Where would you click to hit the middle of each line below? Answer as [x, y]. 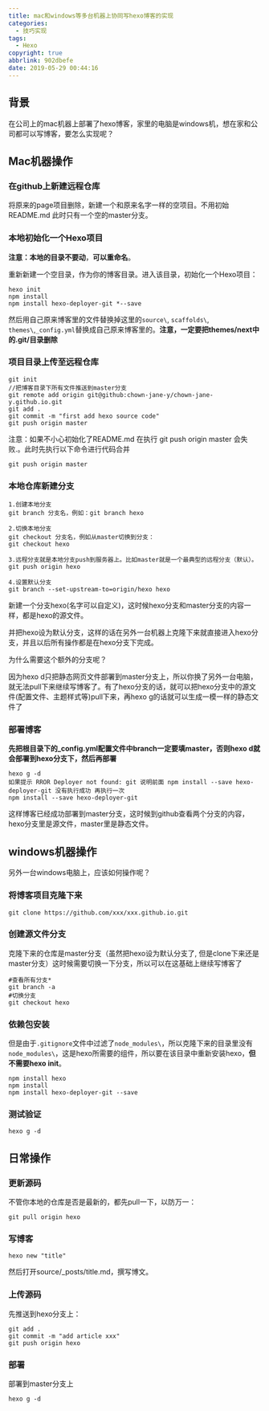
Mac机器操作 [41, 161]
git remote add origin [46, 395]
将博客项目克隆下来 [45, 895]
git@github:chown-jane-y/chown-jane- [151, 395]
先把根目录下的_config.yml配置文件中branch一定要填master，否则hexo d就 [134, 749]
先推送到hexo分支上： [45, 1314]
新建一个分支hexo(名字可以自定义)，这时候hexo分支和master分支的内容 [126, 605]
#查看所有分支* [30, 980]
